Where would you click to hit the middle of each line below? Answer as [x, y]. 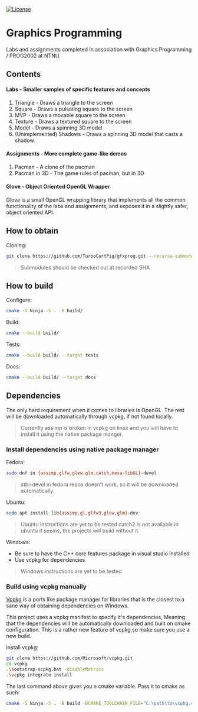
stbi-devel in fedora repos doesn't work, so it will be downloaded [99, 484]
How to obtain [32, 231]
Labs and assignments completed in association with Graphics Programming [99, 49]
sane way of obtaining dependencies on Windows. [67, 606]
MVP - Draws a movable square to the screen [70, 115]
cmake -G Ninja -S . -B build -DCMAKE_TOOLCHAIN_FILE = [75, 703]
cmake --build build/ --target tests [52, 355]
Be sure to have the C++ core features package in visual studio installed [102, 554]
